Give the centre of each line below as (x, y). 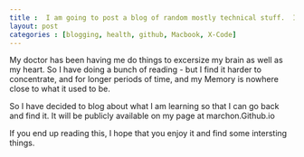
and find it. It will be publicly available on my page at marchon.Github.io (142, 116)
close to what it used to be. (60, 89)
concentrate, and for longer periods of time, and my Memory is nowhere (144, 79)
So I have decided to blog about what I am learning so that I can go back (144, 106)
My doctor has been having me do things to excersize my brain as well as (146, 60)
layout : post (34, 26)
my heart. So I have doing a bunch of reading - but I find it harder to (136, 69)
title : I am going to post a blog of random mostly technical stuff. (147, 18)
